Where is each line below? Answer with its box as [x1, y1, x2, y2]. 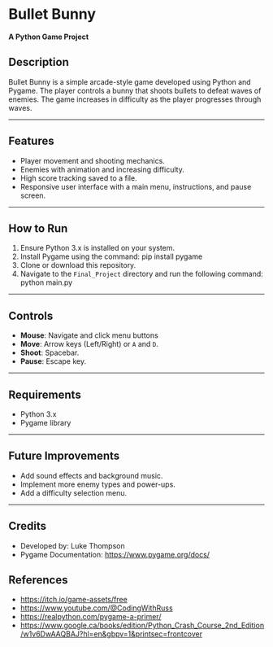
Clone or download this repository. [19, 260, 136, 270]
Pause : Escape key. [19, 356, 87, 366]
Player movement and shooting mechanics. [19, 155, 165, 165]
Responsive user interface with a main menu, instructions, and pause [19, 181, 252, 191]
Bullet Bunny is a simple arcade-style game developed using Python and [8, 77, 251, 86]
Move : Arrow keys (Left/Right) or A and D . [19, 339, 158, 349]
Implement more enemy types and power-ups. [19, 479, 176, 489]
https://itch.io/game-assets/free [19, 595, 128, 605]
